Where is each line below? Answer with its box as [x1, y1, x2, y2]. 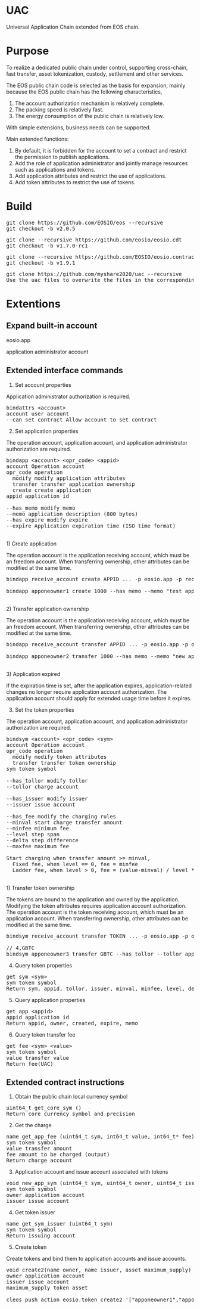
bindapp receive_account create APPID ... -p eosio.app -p [6, 576, 183, 582]
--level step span [6, 831, 60, 837]
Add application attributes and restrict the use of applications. [14, 172, 167, 179]
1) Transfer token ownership [6, 884, 75, 891]
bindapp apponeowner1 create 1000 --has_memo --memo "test [6, 588, 183, 594]
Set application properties [14, 427, 79, 435]
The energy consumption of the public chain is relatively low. [14, 112, 164, 119]
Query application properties [14, 996, 86, 1003]
